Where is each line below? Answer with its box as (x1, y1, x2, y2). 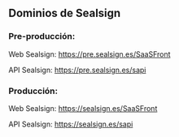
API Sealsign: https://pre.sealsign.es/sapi (8, 65, 146, 75)
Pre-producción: (8, 31, 76, 42)
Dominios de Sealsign (8, 6, 121, 20)
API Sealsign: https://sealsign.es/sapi (8, 119, 133, 129)
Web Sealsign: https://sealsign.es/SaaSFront (8, 103, 158, 113)
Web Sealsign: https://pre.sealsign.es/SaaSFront (8, 49, 171, 59)
